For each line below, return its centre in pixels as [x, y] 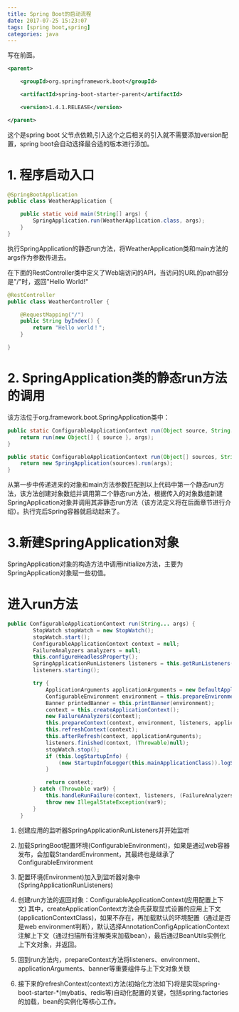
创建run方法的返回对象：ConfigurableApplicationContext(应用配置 [114, 899]
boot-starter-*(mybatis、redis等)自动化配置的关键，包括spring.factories [123, 992]
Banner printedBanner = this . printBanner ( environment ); [130, 703]
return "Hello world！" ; [69, 328]
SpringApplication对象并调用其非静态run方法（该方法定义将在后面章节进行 [116, 502]
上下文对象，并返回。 [49, 944]
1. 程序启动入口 [51, 175]
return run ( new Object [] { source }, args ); [87, 437]
